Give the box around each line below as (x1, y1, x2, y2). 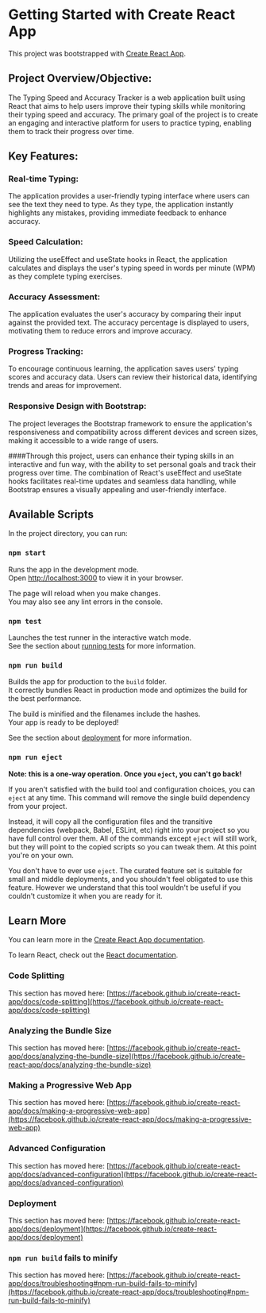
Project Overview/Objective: (8, 71, 152, 85)
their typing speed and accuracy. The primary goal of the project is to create (8, 110, 259, 119)
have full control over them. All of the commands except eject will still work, (8, 834, 257, 843)
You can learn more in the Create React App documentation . (8, 935, 206, 945)
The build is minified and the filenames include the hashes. (8, 709, 201, 719)
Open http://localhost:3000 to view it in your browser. (8, 573, 184, 583)
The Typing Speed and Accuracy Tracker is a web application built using (8, 93, 245, 102)
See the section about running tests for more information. (8, 641, 196, 651)
